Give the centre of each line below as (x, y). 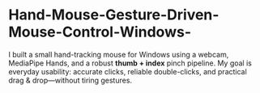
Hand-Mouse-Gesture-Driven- (114, 15)
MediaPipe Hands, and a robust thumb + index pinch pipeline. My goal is (130, 63)
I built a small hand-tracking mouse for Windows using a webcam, (119, 54)
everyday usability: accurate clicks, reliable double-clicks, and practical (128, 71)
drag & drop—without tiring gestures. (70, 80)
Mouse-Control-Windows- (100, 32)
